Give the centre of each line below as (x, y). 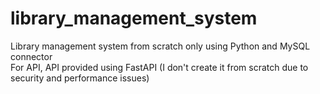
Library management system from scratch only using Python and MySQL (160, 46)
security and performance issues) (80, 78)
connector (31, 56)
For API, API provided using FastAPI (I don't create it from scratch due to (159, 67)
